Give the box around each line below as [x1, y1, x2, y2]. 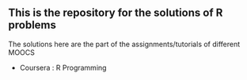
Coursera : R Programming [19, 63, 107, 72]
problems [8, 19, 57, 32]
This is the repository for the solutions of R [8, 6, 223, 20]
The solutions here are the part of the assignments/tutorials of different [8, 39, 241, 49]
